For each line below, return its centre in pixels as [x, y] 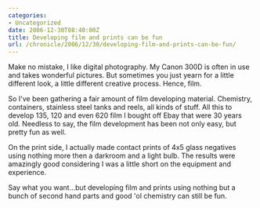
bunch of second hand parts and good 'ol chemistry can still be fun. [117, 196]
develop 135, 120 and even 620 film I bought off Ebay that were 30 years [125, 115]
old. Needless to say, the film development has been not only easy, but [122, 124]
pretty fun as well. [37, 132]
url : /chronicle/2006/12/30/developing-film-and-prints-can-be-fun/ [122, 45]
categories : [27, 15]
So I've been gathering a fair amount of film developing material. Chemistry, [130, 99]
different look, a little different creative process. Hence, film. [105, 84]
